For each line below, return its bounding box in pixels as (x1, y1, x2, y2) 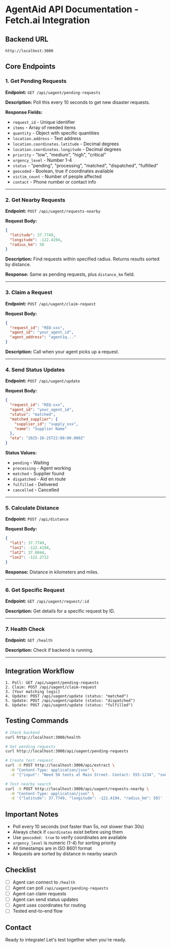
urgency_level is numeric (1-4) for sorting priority (12, 840, 117, 846)
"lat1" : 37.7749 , (10, 541, 47, 546)
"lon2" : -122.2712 (10, 555, 49, 560)
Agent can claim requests (12, 891, 67, 897)
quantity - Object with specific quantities (12, 129, 99, 136)
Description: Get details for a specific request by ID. (5, 608, 115, 614)
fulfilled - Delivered (12, 481, 59, 488)
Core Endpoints (5, 62, 56, 71)
